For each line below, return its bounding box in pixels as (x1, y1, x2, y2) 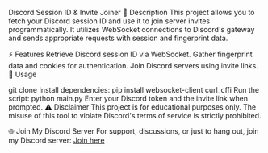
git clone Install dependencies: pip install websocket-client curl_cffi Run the (8, 85, 260, 94)
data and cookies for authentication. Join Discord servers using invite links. (8, 61, 258, 70)
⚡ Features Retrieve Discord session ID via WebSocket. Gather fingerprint (8, 49, 253, 59)
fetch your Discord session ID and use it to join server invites (8, 16, 211, 26)
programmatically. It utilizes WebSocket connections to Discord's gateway (8, 25, 255, 34)
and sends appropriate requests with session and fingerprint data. (8, 33, 228, 43)
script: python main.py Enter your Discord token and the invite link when (8, 93, 249, 103)
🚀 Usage (8, 69, 37, 79)
